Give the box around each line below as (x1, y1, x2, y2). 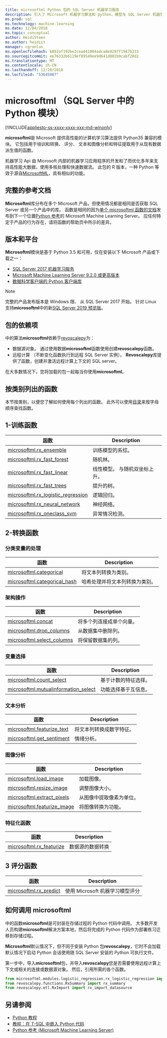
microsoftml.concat (7, 617, 53, 624)
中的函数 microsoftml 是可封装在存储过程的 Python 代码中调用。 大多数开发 (5, 920, 158, 926)
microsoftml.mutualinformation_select (7, 686, 96, 693)
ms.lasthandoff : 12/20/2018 (5, 68, 64, 73)
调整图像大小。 (79, 784, 114, 791)
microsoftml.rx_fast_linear (7, 469, 68, 476)
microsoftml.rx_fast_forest (7, 455, 69, 462)
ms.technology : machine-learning (5, 21, 75, 26)
